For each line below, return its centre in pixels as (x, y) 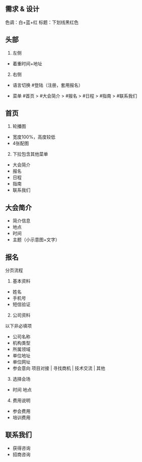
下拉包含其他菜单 (30, 154)
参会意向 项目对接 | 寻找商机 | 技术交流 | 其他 (59, 368)
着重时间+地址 (27, 63)
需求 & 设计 (22, 9)
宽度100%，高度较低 (34, 137)
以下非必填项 (18, 326)
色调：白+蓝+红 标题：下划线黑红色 (42, 22)
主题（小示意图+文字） (36, 240)
